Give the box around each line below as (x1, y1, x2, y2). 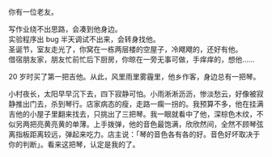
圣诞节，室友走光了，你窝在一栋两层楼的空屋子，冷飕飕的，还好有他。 (8, 45, 243, 54)
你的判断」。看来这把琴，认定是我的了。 (8, 140, 140, 149)
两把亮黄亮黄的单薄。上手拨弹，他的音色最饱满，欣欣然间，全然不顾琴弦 (22, 120, 264, 129)
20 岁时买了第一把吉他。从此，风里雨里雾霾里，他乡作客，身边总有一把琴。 (8, 72, 261, 81)
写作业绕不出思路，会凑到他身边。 (8, 24, 122, 34)
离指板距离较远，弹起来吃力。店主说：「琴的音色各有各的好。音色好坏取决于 (8, 129, 261, 139)
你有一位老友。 (8, 7, 58, 16)
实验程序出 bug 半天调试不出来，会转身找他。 (8, 35, 160, 44)
